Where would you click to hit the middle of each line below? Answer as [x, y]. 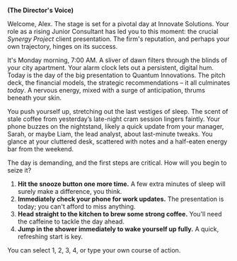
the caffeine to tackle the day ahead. [71, 221]
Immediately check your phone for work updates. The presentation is [121, 199]
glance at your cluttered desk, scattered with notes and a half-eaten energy [117, 141]
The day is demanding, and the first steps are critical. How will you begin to [117, 163]
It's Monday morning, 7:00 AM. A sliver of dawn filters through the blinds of [117, 60]
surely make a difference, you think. [70, 191]
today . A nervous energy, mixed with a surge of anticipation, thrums [106, 90]
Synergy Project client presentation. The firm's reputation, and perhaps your [118, 39]
